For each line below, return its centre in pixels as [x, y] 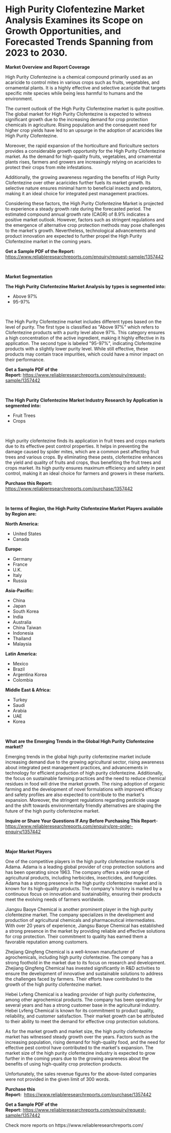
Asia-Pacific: [20, 590]
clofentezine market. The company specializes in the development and [80, 915]
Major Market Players [29, 851]
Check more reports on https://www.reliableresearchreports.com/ [75, 1125]
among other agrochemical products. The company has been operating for [84, 1000]
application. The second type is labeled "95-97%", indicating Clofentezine [83, 343]
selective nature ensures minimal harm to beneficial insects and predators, [84, 188]
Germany [22, 559]
